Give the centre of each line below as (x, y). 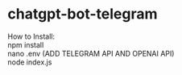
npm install (26, 44)
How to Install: (31, 36)
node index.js (30, 62)
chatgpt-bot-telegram (83, 14)
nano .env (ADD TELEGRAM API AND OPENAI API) (91, 53)
